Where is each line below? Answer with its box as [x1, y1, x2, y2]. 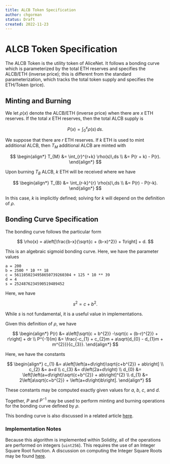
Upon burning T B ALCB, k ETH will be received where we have [5, 169, 136, 176]
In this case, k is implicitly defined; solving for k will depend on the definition [5, 195, 165, 201]
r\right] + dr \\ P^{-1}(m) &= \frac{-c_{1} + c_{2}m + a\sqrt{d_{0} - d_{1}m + [7, 336, 163, 342]
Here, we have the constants [5, 351, 65, 357]
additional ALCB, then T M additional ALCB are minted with [5, 143, 126, 150]
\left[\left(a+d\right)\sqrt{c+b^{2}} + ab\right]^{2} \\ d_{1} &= [22, 372, 149, 378]
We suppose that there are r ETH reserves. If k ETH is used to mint [5, 137, 145, 143]
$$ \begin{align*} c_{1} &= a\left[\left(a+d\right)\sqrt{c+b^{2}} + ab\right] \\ [7, 361, 164, 367]
